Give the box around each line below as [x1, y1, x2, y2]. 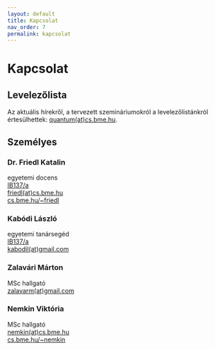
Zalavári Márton [7, 263, 64, 273]
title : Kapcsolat [7, 17, 59, 24]
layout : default [7, 10, 55, 18]
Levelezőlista [7, 89, 67, 101]
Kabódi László [7, 214, 57, 224]
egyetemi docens [7, 173, 58, 182]
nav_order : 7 [7, 23, 46, 31]
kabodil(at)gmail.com [7, 245, 69, 253]
